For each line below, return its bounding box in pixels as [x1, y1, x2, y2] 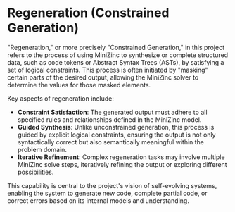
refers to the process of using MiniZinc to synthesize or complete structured [7, 51, 229, 59]
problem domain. [17, 145, 67, 154]
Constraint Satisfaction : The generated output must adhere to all [17, 108, 208, 116]
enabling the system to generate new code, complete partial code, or [7, 189, 208, 197]
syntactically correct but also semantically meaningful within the [17, 137, 205, 146]
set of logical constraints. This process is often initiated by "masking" [7, 66, 209, 74]
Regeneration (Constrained [7, 5, 170, 21]
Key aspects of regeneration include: [7, 94, 114, 103]
